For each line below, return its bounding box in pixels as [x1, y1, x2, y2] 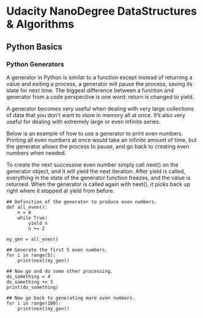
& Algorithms [6, 17, 75, 31]
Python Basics [6, 42, 63, 52]
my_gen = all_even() [6, 236, 59, 242]
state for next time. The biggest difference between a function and [6, 87, 174, 94]
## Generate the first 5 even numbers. [6, 247, 108, 253]
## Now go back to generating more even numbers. [6, 295, 136, 301]
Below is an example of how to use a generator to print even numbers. [6, 129, 183, 137]
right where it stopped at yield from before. [6, 187, 115, 194]
